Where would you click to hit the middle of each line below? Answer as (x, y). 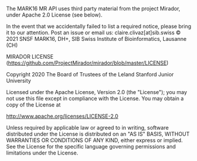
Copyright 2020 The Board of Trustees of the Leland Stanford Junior (90, 74)
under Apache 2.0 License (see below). (54, 15)
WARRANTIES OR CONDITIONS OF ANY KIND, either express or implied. (94, 140)
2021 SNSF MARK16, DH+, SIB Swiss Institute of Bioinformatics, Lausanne (96, 39)
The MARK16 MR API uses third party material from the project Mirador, (93, 9)
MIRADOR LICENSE (30, 57)
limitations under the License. (42, 153)
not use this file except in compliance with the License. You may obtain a (95, 98)
